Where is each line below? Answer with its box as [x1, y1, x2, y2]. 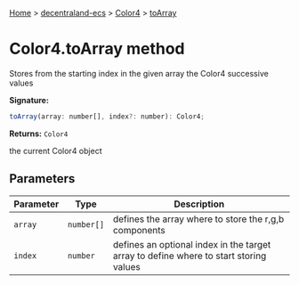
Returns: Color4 [9, 128, 69, 139]
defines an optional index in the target [112, 238, 271, 250]
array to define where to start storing [112, 249, 267, 262]
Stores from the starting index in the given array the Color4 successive [9, 68, 269, 78]
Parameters [9, 171, 76, 186]
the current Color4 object [9, 145, 102, 156]
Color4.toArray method [9, 39, 185, 59]
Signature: [9, 94, 49, 105]
